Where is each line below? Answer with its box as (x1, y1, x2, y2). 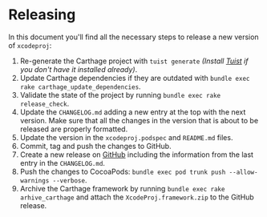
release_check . (19, 98, 70, 108)
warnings (19, 176, 50, 185)
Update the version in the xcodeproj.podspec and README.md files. (19, 132, 233, 142)
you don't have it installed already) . (19, 64, 138, 74)
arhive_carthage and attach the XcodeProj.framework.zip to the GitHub (19, 192, 254, 202)
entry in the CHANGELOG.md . (19, 158, 106, 167)
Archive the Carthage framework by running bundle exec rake (19, 183, 225, 193)
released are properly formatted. (19, 124, 128, 134)
